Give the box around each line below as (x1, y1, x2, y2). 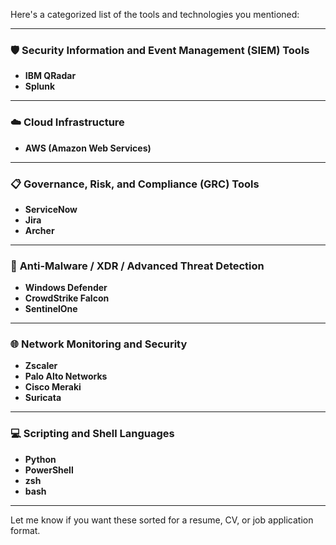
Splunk (24, 80, 56, 93)
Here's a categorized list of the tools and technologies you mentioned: (10, 9, 300, 20)
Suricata (24, 392, 62, 404)
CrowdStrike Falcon (24, 292, 110, 304)
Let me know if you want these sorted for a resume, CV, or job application (10, 514, 314, 526)
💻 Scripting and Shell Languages (10, 427, 175, 441)
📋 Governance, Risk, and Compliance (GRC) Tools (10, 177, 260, 191)
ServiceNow (24, 203, 78, 215)
